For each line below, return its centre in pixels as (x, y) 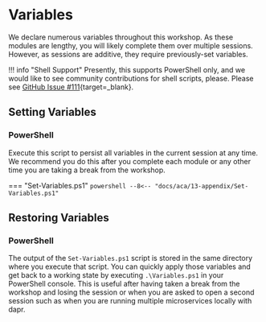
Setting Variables (52, 112)
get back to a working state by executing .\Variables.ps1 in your (116, 275)
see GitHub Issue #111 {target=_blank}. (71, 87)
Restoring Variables (59, 218)
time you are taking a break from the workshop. (87, 170)
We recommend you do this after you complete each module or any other (130, 161)
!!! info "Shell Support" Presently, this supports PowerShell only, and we (127, 69)
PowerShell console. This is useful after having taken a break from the (124, 284)
